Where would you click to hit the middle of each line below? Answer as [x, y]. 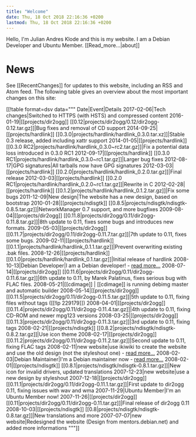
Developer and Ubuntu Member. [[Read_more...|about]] [73, 45]
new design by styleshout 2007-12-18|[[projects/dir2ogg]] [76, 378]
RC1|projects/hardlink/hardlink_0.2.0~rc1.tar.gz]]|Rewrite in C [80, 184]
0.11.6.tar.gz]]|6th [27, 278]
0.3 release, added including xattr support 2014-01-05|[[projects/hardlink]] [97, 141]
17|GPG [15, 166]
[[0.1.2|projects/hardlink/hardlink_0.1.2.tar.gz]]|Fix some [122, 191]
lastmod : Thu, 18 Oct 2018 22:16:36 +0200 [59, 22]
